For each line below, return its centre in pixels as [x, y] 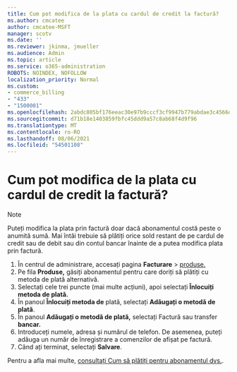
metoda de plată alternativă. [58, 280]
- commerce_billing [36, 92]
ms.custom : [23, 86]
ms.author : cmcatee [36, 20]
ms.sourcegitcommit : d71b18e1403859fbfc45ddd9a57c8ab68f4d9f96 [102, 119]
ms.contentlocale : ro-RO [44, 132]
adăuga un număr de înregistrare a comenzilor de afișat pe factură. [115, 340]
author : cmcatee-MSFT [39, 27]
